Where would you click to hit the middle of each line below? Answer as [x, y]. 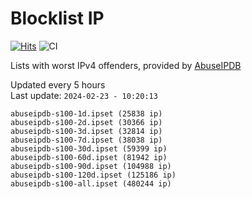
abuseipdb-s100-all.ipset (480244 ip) [91, 183]
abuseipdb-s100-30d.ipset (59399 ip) [89, 148]
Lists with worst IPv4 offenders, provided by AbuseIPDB [126, 65]
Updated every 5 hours [58, 84]
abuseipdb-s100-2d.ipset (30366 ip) [86, 122]
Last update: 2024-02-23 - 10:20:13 [84, 95]
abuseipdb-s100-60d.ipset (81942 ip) [89, 157]
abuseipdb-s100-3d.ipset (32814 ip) [86, 131]
